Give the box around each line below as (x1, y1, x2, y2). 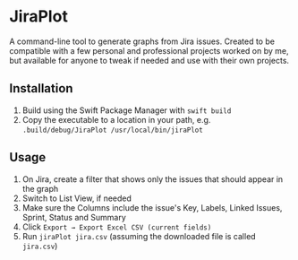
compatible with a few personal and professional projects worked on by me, (9, 45, 289, 56)
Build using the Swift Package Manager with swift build (21, 105, 232, 116)
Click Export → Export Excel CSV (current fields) (21, 221, 212, 232)
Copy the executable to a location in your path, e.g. (21, 114, 211, 125)
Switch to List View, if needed (21, 193, 132, 204)
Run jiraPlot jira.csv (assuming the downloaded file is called (21, 230, 257, 241)
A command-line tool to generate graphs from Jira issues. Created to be (9, 36, 276, 47)
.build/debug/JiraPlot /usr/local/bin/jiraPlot (21, 126, 203, 134)
